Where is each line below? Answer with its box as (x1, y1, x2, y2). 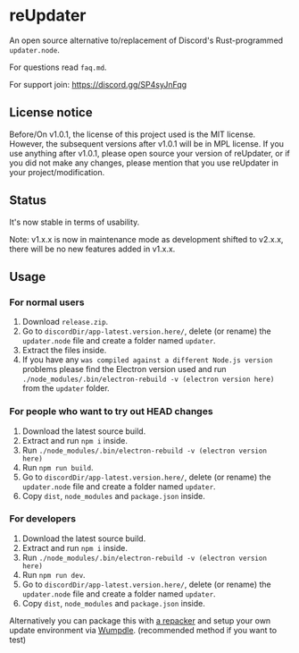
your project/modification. (9, 166, 105, 177)
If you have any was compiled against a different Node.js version (21, 354, 273, 365)
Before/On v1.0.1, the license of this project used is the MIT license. (9, 129, 256, 140)
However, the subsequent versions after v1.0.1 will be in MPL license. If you (9, 138, 284, 148)
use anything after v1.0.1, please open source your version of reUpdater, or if (9, 148, 290, 158)
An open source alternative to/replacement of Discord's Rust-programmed (9, 35, 284, 46)
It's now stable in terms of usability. (9, 216, 140, 227)
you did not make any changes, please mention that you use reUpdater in (9, 157, 278, 168)
